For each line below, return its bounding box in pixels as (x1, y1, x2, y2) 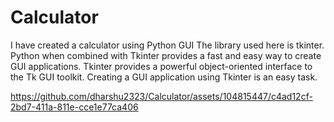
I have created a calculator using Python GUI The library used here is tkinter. (10, 39, 325, 51)
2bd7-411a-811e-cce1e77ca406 (10, 101, 139, 113)
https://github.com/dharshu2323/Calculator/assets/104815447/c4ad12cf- (10, 90, 313, 102)
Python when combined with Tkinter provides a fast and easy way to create (10, 49, 322, 61)
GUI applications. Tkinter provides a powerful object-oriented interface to (10, 60, 313, 72)
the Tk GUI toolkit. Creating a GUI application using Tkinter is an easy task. (10, 71, 318, 83)
